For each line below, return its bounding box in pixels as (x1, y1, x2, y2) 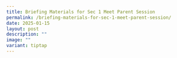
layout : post (6, 25, 39, 32)
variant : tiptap (6, 43, 47, 49)
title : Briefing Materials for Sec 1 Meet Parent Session (6, 8, 155, 15)
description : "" (6, 31, 47, 37)
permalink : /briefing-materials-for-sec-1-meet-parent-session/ (6, 14, 172, 21)
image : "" (6, 37, 31, 43)
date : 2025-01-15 (6, 20, 50, 26)
